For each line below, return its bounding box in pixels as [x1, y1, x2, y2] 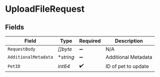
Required [79, 38, 101, 44]
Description [115, 38, 143, 44]
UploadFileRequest [5, 3, 85, 15]
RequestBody [7, 47, 36, 52]
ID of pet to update [105, 63, 149, 70]
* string [58, 54, 75, 60]
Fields [5, 23, 25, 31]
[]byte [58, 46, 72, 52]
